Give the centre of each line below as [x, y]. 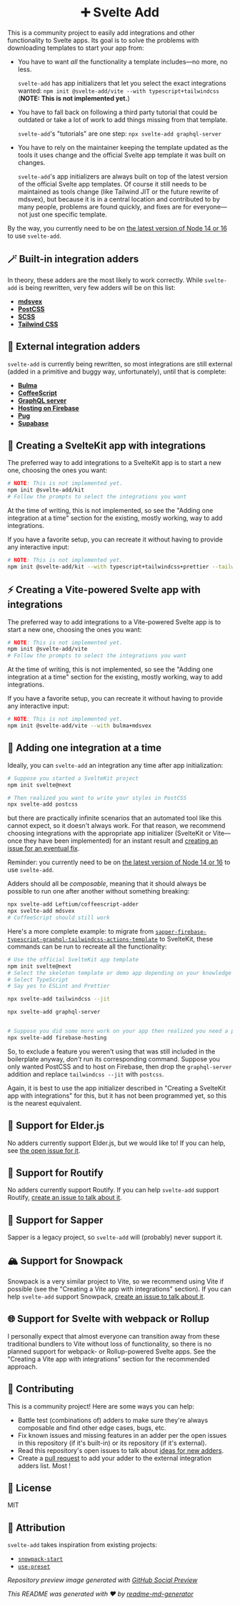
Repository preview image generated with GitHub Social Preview [102, 1580]
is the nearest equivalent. [45, 1103]
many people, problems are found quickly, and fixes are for [105, 206]
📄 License [30, 1488]
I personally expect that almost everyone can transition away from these [114, 1336]
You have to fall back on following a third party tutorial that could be [117, 112]
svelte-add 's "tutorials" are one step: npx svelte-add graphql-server [119, 134]
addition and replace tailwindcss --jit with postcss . [86, 1074]
